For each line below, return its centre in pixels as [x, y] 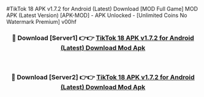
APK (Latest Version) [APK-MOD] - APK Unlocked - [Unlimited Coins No [97, 15]
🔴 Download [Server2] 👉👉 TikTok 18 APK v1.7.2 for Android [103, 77]
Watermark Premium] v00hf [41, 22]
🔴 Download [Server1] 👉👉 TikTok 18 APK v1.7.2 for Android [103, 38]
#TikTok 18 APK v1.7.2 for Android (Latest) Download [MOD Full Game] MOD [102, 9]
